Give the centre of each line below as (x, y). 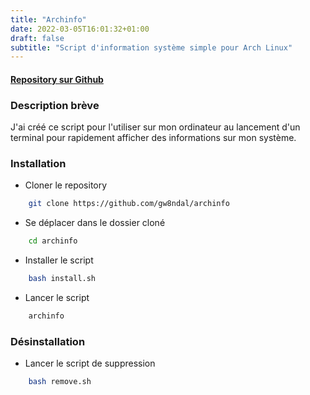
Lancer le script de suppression (90, 363)
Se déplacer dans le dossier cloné (95, 223)
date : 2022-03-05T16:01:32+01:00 (80, 29)
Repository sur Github (57, 79)
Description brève (55, 105)
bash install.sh (62, 279)
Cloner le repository (66, 185)
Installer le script (59, 260)
